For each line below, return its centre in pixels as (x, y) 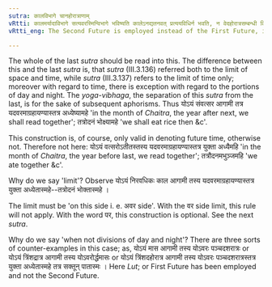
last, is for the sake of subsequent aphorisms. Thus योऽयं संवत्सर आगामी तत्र (126, 104)
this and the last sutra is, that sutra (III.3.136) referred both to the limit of (128, 70)
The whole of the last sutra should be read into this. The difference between (136, 61)
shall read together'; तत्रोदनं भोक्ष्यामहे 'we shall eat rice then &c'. (108, 122)
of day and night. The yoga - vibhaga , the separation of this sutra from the (131, 95)
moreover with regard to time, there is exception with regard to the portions (134, 87)
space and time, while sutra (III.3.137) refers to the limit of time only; (121, 78)
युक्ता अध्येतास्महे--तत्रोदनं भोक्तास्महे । (59, 190)
